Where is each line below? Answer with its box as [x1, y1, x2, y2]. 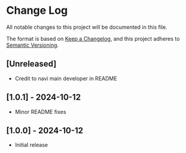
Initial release [14, 142, 48, 149]
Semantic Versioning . [6, 41, 59, 49]
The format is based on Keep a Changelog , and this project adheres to [6, 35, 180, 42]
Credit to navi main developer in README [14, 74, 118, 82]
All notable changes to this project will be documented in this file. [6, 23, 168, 31]
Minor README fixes [14, 108, 67, 115]
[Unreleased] [6, 59, 57, 69]
